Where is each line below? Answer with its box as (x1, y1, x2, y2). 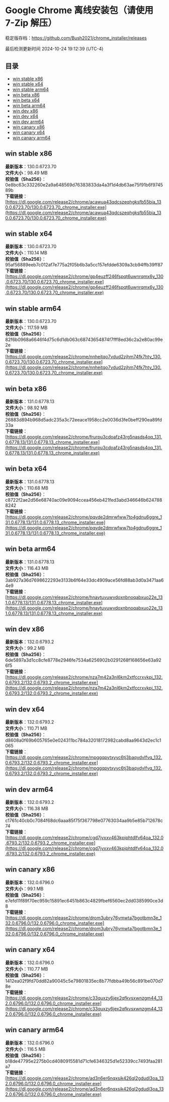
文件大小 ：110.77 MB (5, 966, 48, 972)
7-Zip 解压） (5, 17, 57, 29)
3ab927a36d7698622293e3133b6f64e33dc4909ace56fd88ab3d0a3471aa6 (5, 577, 164, 583)
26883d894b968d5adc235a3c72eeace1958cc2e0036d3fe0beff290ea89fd (5, 417, 162, 422)
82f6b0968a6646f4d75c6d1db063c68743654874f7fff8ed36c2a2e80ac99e (5, 337, 163, 343)
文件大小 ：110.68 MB (5, 485, 49, 491)
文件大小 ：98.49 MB (5, 170, 48, 176)
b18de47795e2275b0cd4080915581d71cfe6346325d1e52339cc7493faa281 (5, 1058, 162, 1064)
